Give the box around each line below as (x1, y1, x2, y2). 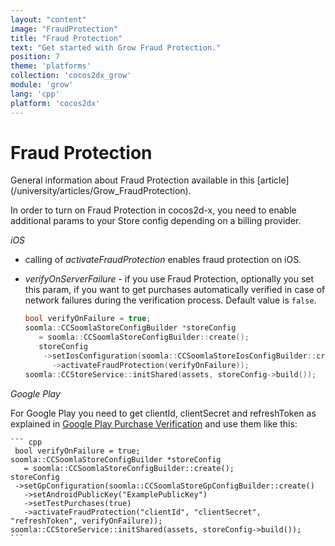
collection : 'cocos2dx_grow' (10, 71, 132, 81)
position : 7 (10, 52, 60, 62)
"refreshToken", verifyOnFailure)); (10, 516, 163, 526)
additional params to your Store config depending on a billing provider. (10, 215, 302, 227)
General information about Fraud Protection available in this (10, 174, 255, 186)
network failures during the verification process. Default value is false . (24, 294, 317, 306)
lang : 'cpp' (10, 89, 60, 99)
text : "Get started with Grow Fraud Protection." (10, 42, 222, 53)
